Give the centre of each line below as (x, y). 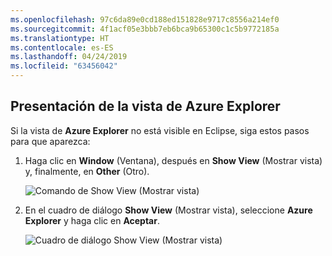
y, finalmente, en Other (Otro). (87, 171)
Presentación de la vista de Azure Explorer (145, 106)
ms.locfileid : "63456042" (64, 66)
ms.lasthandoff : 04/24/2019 (69, 57)
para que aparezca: (50, 141)
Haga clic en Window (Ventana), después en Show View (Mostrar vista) (173, 160)
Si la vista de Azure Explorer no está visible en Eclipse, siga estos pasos (160, 130)
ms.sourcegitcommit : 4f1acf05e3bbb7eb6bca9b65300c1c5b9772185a (145, 29)
